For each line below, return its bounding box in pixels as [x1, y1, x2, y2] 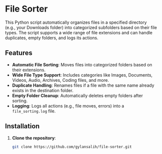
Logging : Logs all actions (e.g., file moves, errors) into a [12, 103, 125, 108]
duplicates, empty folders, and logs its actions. [5, 35, 98, 41]
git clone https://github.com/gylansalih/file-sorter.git [12, 144, 132, 149]
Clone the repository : [12, 135, 56, 141]
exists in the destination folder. [12, 87, 74, 93]
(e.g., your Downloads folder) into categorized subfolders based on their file [5, 24, 157, 30]
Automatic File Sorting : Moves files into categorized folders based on [12, 62, 153, 67]
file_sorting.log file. [12, 108, 56, 114]
